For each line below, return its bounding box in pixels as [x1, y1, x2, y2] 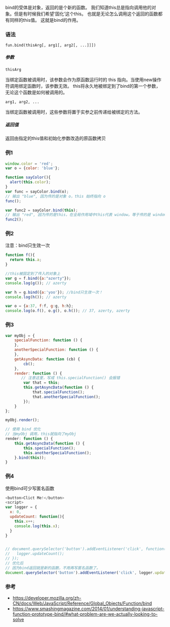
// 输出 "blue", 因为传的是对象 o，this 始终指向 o [5, 194, 106, 199]
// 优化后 [5, 561, 24, 566]
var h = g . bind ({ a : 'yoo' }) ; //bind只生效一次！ [5, 289, 103, 295]
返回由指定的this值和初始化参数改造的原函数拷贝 [5, 135, 106, 141]
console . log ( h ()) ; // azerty [5, 294, 67, 300]
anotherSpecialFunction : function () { [14, 347, 99, 352]
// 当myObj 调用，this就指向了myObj [5, 431, 76, 437]
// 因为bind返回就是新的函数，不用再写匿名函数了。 [5, 565, 100, 570]
